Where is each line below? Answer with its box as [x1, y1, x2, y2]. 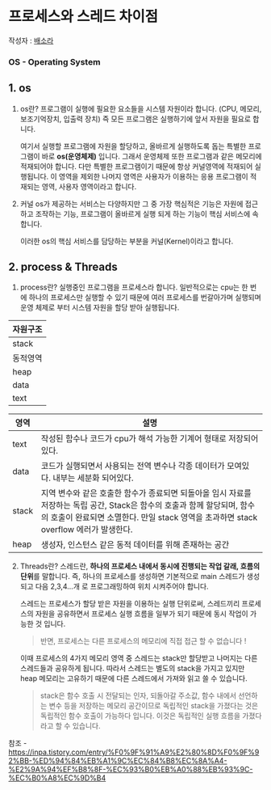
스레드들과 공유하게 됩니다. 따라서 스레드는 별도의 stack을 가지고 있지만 [19, 664, 245, 674]
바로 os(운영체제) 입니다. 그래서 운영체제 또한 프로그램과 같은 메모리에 [41, 151, 262, 161]
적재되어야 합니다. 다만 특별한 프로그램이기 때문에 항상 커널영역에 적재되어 [19, 161, 253, 171]
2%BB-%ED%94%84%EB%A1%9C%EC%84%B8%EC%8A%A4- [8, 756, 227, 766]
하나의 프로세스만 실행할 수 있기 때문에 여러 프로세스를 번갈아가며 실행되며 [28, 293, 262, 302]
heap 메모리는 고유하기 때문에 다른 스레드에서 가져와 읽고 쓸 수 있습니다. [19, 674, 248, 683]
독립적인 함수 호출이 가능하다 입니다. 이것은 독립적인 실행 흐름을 [40, 711, 240, 720]
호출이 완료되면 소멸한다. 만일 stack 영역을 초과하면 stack [50, 512, 258, 523]
